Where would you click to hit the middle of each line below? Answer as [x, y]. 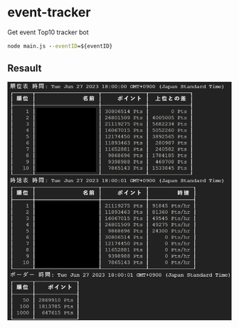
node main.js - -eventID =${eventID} [60, 46]
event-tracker [49, 12]
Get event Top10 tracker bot [48, 32]
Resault [25, 68]
